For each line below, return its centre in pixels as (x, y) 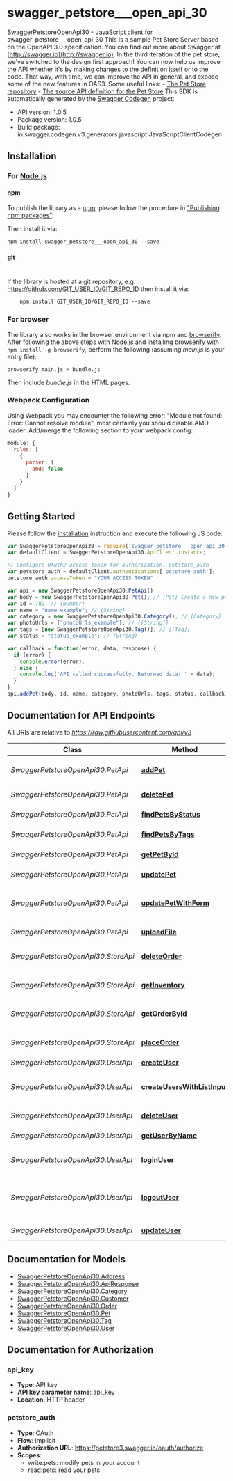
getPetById (160, 854)
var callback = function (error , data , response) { (82, 648)
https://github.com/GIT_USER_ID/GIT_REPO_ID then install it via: (98, 289)
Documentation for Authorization (80, 1350)
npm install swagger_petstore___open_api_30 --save (83, 242)
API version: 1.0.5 (42, 112)
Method (185, 749)
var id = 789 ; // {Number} (46, 604)
